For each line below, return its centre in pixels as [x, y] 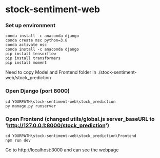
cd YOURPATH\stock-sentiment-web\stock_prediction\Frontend [71, 136]
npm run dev [18, 141]
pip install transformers [33, 58]
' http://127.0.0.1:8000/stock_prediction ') [57, 125]
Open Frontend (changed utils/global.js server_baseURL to [80, 119]
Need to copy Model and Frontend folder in [51, 72]
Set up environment [30, 26]
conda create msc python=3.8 [36, 40]
